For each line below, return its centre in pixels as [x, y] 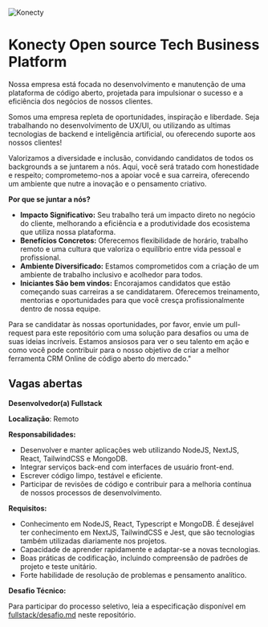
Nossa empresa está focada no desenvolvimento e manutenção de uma [127, 84]
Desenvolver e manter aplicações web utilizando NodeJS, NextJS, [129, 449]
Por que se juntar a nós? [49, 199]
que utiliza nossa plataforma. [68, 232]
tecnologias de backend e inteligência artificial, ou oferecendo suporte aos [132, 133]
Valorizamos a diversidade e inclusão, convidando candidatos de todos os [131, 158]
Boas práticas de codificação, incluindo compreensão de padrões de [134, 558]
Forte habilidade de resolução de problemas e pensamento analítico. [133, 575]
